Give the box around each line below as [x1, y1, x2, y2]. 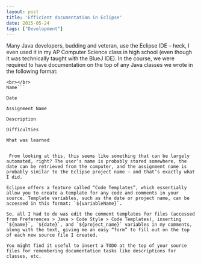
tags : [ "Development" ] [6, 25, 63, 32]
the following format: [6, 67, 58, 75]
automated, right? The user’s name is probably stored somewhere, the [6, 158, 187, 164]
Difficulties [6, 127, 39, 133]
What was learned [6, 137, 50, 143]
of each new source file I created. [6, 232, 98, 238]
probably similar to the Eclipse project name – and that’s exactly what [6, 169, 196, 175]
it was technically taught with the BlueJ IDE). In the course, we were [6, 55, 175, 62]
